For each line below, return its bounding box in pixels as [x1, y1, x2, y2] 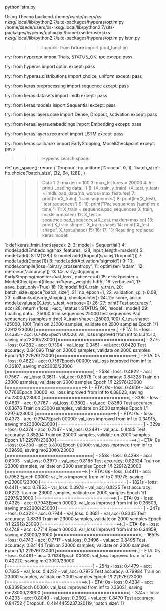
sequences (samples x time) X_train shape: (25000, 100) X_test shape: [5, 316, 149, 322]
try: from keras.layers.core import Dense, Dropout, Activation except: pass [5, 111, 157, 117]
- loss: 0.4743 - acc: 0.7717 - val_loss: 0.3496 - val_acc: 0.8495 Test [5, 537, 145, 543]
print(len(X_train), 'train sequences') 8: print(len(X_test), [42, 196, 157, 201]
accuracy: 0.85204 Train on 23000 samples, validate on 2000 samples [5, 432, 150, 438]
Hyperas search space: [42, 156, 90, 161]
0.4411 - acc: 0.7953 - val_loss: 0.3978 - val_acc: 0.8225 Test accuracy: [5, 484, 152, 490]
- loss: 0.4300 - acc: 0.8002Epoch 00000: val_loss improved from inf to [5, 442, 153, 448]
